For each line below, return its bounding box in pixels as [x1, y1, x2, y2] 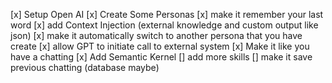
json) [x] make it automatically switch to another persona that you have [10, 30, 303, 41]
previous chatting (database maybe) [10, 62, 160, 73]
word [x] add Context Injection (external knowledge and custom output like [10, 19, 319, 31]
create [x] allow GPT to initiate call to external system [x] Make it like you [10, 40, 310, 52]
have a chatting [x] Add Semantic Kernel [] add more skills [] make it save [10, 51, 313, 63]
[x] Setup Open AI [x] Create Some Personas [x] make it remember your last [10, 9, 324, 20]
